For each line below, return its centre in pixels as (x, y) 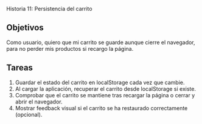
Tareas (20, 68)
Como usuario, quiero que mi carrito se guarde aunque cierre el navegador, (101, 42)
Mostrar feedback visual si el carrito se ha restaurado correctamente (101, 108)
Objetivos (25, 28)
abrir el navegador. (39, 102)
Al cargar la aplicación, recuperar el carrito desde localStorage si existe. (106, 89)
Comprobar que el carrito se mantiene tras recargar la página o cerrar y (105, 95)
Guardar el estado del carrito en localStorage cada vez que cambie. (100, 82)
